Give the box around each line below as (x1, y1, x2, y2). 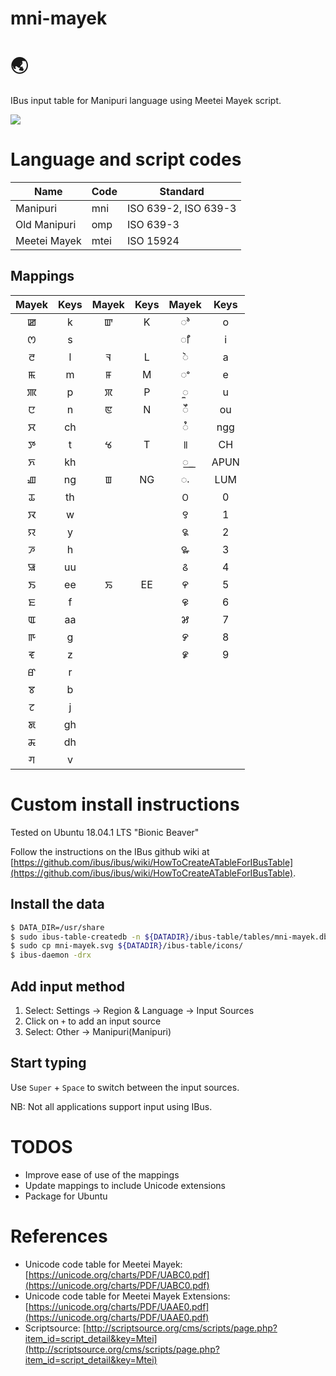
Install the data (10, 896, 105, 913)
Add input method (10, 978, 125, 995)
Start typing (10, 1055, 87, 1072)
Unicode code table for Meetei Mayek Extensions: (24, 1290, 231, 1302)
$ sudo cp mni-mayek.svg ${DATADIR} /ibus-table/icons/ (10, 941, 244, 951)
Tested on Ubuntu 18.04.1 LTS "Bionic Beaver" (10, 826, 200, 838)
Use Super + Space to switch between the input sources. (10, 1081, 240, 1093)
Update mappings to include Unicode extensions (24, 1179, 227, 1191)
